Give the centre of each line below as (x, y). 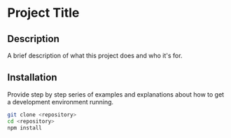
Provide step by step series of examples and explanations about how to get (116, 94)
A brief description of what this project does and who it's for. (95, 55)
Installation (32, 77)
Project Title (43, 13)
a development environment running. (61, 102)
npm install (24, 127)
